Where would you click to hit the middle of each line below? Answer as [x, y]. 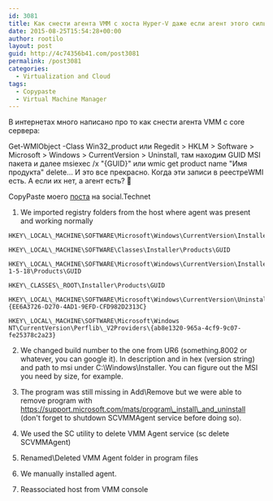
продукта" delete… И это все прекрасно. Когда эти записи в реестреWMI [136, 172]
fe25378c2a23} [32, 335]
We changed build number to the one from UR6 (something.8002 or [134, 351]
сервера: [24, 131]
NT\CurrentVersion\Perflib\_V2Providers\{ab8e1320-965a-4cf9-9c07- [125, 328]
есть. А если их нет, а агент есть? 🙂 [70, 181]
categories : [28, 69]
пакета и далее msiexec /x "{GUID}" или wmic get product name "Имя [128, 164]
